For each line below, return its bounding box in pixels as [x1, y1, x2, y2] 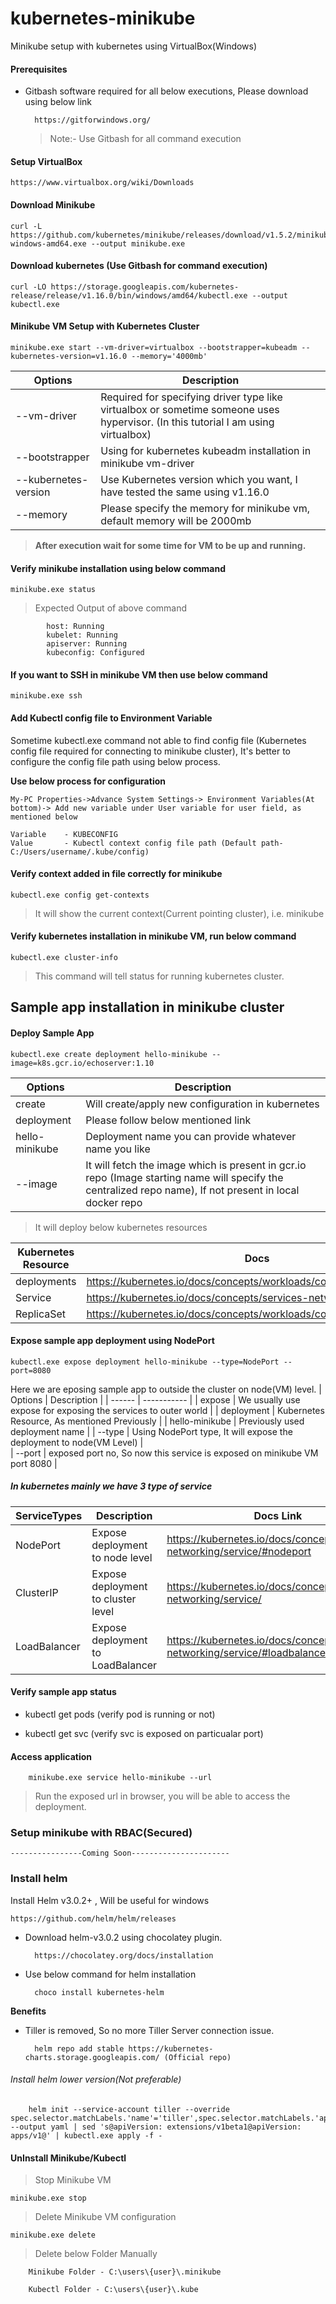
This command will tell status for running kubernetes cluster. [34, 970, 285, 982]
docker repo [85, 1195, 143, 1209]
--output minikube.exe [90, 238, 186, 249]
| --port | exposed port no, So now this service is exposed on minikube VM [10, 1447, 319, 1459]
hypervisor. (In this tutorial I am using [100, 415, 275, 429]
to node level [91, 1550, 153, 1564]
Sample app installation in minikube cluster [10, 999, 285, 1016]
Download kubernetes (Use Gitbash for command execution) [10, 260, 268, 272]
